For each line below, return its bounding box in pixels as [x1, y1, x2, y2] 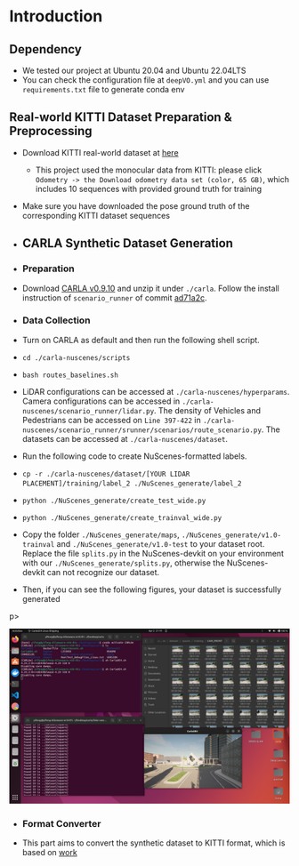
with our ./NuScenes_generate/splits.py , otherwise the [21, 557, 225, 568]
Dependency [9, 42, 82, 57]
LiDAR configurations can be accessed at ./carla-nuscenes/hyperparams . [21, 386, 290, 397]
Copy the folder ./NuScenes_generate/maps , [21, 529, 180, 540]
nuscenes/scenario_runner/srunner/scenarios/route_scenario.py [21, 425, 263, 435]
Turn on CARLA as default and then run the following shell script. [21, 334, 260, 345]
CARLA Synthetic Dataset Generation [21, 236, 234, 251]
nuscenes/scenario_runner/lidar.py [21, 406, 155, 415]
